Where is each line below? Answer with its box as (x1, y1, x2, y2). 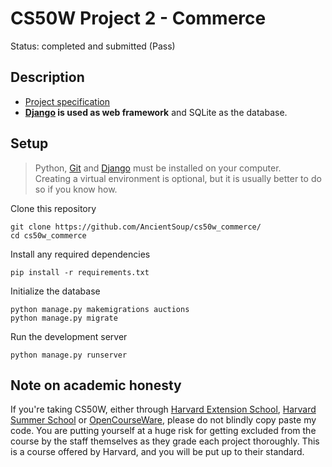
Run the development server (10, 330, 128, 342)
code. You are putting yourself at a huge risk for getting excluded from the (10, 425, 317, 437)
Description (10, 69, 85, 86)
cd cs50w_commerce (10, 230, 87, 241)
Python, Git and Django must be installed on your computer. (34, 162, 282, 174)
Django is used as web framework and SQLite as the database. (24, 106, 288, 118)
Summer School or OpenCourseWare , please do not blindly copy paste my (10, 414, 317, 426)
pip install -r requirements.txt (10, 267, 150, 277)
